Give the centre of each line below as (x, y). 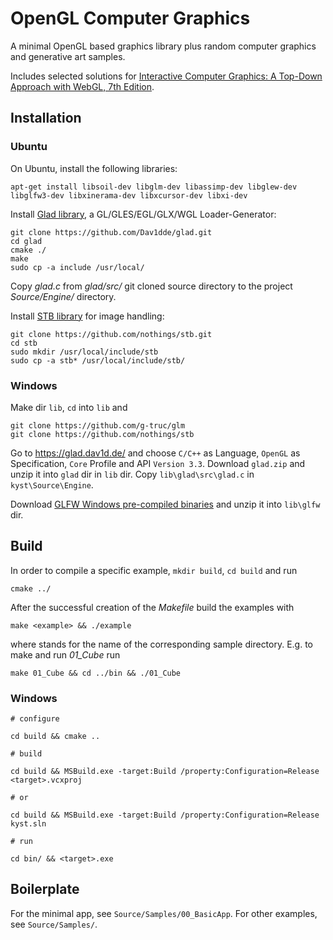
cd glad (26, 241)
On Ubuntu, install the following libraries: (94, 168)
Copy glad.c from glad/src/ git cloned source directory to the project (151, 286)
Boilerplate (45, 889)
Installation (46, 118)
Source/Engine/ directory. (63, 296)
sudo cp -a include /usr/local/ (77, 267)
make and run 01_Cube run (65, 654)
